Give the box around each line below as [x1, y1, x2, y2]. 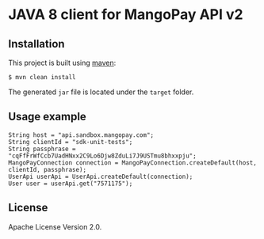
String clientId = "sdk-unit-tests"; [8, 138, 133, 146]
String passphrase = [8, 145, 77, 153]
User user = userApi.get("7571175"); [8, 180, 133, 188]
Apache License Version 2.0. [8, 222, 102, 231]
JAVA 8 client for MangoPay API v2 [8, 6, 243, 24]
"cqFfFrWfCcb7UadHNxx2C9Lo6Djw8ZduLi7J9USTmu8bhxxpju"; [8, 152, 197, 160]
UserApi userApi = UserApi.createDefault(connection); [8, 173, 193, 180]
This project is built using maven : [8, 58, 117, 67]
